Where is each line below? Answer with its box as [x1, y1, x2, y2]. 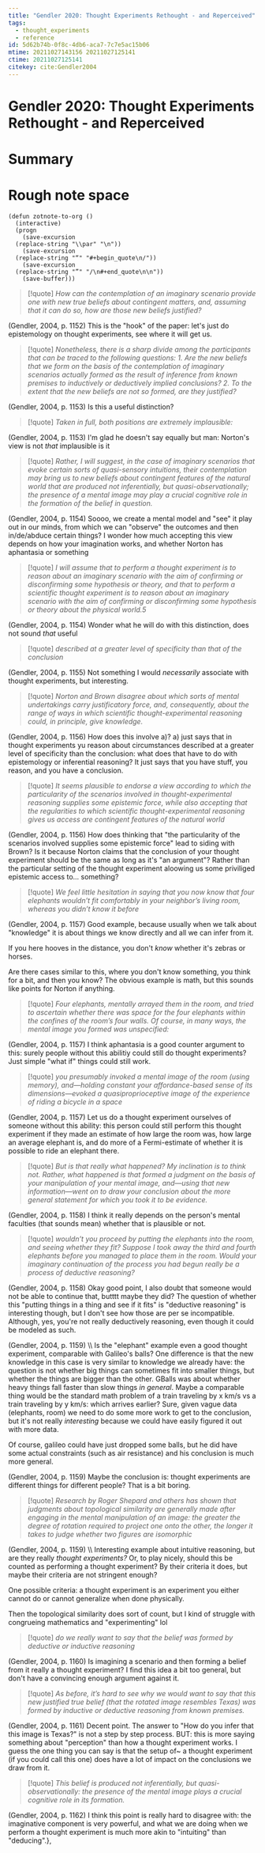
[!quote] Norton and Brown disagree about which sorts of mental [27, 692, 239, 701]
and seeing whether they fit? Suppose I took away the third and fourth [27, 1243, 256, 1252]
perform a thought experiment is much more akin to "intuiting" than [8, 1828, 226, 1837]
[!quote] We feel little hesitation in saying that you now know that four [27, 887, 255, 897]
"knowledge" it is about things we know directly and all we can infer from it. [8, 928, 254, 938]
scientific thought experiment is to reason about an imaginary [27, 588, 230, 598]
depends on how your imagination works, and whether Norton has [8, 539, 223, 549]
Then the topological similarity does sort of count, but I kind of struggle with [8, 1609, 256, 1619]
